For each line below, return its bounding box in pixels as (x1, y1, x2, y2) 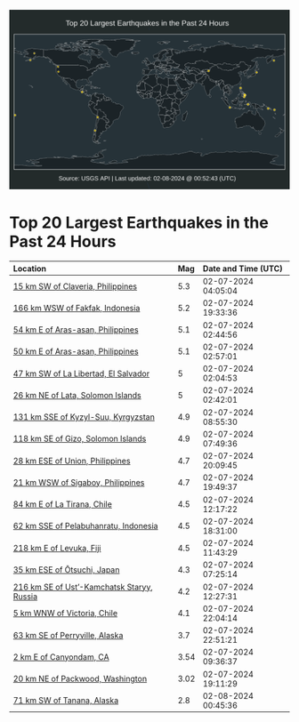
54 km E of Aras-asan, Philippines (12, 325, 140, 335)
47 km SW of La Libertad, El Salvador (12, 368, 149, 379)
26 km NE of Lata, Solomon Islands (12, 389, 141, 400)
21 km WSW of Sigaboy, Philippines (12, 477, 145, 487)
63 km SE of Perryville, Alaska (12, 630, 124, 640)
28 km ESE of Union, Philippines (12, 455, 131, 466)
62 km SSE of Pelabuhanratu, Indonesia (12, 521, 158, 532)
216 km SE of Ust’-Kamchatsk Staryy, (12, 582, 153, 592)
